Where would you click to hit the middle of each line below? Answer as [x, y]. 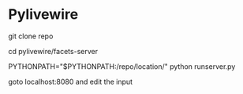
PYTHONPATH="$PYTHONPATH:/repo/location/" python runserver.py [122, 66]
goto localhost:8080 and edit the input [70, 81]
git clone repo [31, 36]
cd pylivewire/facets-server [53, 51]
